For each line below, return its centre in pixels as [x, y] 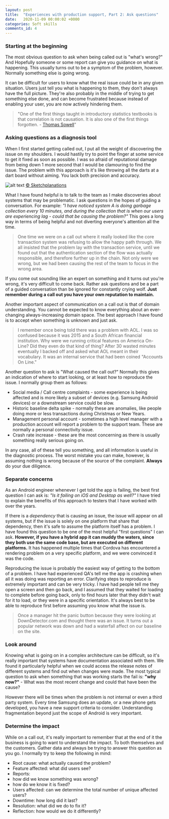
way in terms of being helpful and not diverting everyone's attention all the [82, 221]
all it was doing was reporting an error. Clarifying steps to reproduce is [78, 579]
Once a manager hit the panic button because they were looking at [87, 615]
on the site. [29, 631]
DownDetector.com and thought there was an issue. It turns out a [85, 621]
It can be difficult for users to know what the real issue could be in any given [84, 83]
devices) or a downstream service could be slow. [63, 403]
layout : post [19, 10]
